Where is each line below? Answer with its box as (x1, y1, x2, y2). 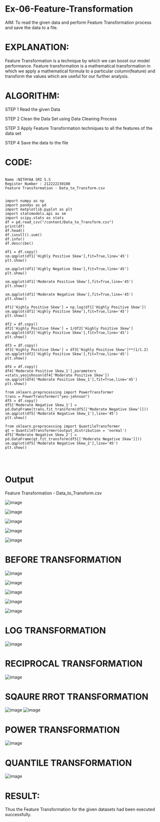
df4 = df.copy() (5, 364, 38, 369)
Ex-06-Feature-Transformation (5, 3, 133, 15)
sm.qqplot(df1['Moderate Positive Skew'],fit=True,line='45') (5, 279, 133, 284)
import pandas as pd (5, 203, 47, 208)
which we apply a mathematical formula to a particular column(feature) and (5, 68, 156, 74)
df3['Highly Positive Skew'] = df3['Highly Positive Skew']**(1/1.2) (5, 347, 149, 352)
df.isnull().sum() (5, 232, 42, 237)
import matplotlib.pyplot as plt (5, 207, 73, 212)
